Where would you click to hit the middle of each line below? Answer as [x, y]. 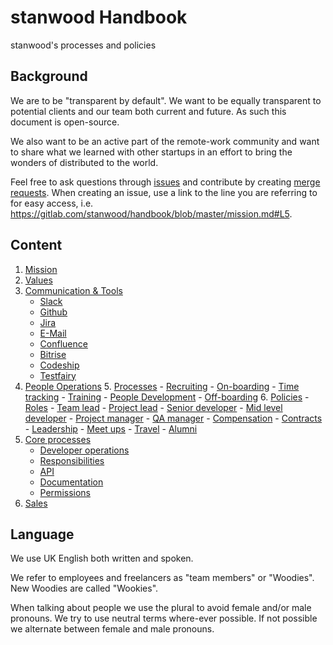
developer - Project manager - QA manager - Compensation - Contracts [173, 418]
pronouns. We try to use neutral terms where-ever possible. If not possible [164, 618]
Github [53, 312]
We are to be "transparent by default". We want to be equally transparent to [166, 100]
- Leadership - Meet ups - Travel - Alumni [111, 428]
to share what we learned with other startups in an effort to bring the [151, 152]
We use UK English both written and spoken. [102, 558]
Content [36, 245]
